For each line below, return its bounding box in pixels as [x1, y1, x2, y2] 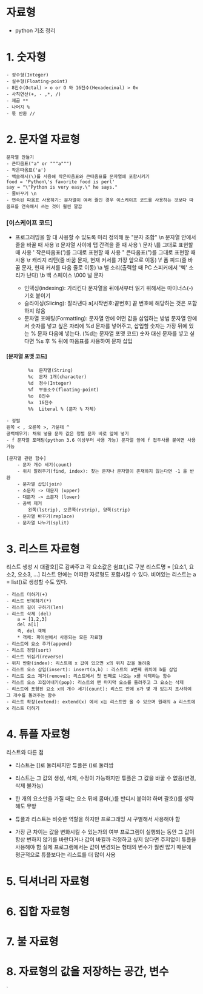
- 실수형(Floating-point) [6, 78, 68, 84]
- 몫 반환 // [6, 110, 35, 117]
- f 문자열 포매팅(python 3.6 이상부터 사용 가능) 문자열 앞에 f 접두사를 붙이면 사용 [6, 438, 196, 444]
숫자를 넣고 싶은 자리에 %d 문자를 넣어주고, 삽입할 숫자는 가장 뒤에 [30, 322, 188, 330]
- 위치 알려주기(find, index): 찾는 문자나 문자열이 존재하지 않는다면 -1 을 [17, 468, 188, 475]
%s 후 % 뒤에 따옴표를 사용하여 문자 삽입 [35, 337, 133, 345]
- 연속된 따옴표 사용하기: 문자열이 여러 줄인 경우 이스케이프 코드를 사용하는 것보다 [6, 197, 187, 203]
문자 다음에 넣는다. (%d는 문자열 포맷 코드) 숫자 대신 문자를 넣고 [37, 330, 189, 337]
